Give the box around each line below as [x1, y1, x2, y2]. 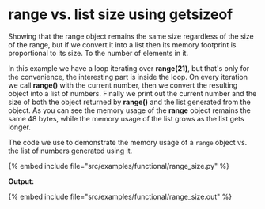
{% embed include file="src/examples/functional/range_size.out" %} [8, 192, 233, 201]
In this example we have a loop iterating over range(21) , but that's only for [8, 63, 250, 73]
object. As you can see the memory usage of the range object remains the [8, 105, 251, 115]
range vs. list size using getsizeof [8, 6, 233, 24]
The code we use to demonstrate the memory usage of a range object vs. [8, 137, 248, 147]
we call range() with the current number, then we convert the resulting [8, 80, 238, 90]
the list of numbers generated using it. [8, 146, 133, 155]
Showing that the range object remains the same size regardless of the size [8, 32, 255, 41]
